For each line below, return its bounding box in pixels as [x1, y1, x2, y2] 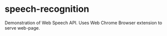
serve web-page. [4, 25, 40, 31]
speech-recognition [4, 3, 89, 15]
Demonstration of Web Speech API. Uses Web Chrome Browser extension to [4, 20, 162, 26]
